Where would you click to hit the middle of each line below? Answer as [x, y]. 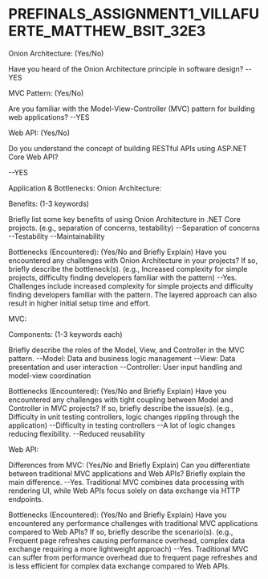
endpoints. [26, 499]
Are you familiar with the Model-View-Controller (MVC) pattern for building [132, 109]
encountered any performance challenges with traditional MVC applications [133, 523]
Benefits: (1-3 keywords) [49, 203]
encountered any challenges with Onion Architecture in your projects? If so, [133, 260]
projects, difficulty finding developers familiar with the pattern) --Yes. [123, 277]
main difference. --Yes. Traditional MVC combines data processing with [126, 482]
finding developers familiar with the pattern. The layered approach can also [133, 294]
